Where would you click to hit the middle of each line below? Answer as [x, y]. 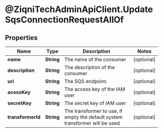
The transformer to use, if [93, 111]
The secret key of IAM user [95, 103]
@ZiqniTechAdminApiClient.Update [79, 9]
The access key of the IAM [95, 89]
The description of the [90, 67]
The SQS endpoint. [86, 81]
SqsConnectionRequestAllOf [65, 20]
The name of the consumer [95, 59]
